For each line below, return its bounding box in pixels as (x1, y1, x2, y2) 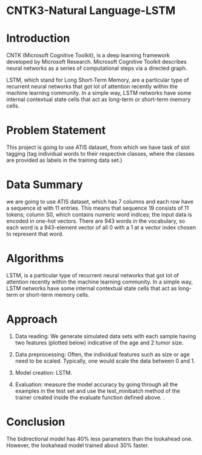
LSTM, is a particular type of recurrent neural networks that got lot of (6, 271, 179, 279)
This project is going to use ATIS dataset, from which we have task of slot (6, 144, 190, 151)
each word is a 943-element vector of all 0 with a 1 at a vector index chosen (6, 224, 196, 231)
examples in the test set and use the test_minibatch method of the (15, 387, 181, 394)
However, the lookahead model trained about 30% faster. (6, 442, 150, 449)
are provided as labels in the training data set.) (6, 156, 123, 164)
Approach (6, 313, 58, 326)
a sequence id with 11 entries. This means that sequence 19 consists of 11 (6, 204, 189, 212)
